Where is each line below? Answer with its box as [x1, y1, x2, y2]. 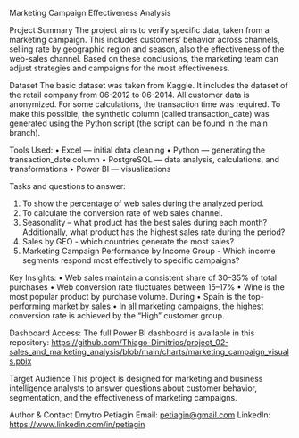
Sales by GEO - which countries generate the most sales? [21, 236, 235, 246]
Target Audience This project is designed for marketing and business [9, 374, 263, 384]
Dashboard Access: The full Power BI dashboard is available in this [9, 327, 255, 338]
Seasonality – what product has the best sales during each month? [21, 218, 268, 227]
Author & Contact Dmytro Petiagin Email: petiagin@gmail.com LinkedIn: [9, 409, 271, 420]
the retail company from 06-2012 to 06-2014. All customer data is [9, 89, 250, 100]
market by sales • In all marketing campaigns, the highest [52, 301, 264, 311]
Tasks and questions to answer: [9, 181, 127, 191]
